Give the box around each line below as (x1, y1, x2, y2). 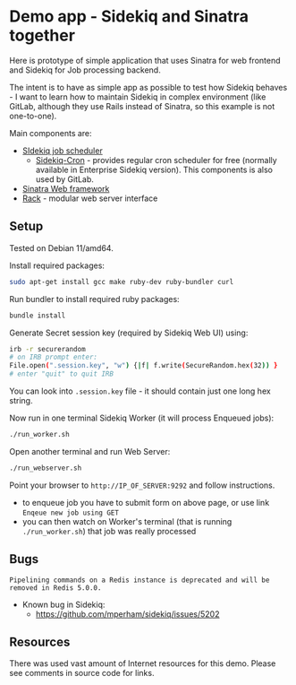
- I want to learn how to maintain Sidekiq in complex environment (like (9, 91, 266, 102)
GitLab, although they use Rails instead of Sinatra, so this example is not (9, 100, 275, 111)
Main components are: (9, 127, 92, 138)
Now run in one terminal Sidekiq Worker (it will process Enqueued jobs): (9, 412, 275, 423)
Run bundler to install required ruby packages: (9, 293, 181, 304)
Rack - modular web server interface (21, 193, 158, 204)
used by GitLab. (35, 173, 94, 185)
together (9, 25, 76, 46)
